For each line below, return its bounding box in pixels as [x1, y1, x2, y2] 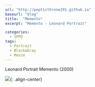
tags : [5, 39, 16, 44]
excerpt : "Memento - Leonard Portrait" [5, 21, 87, 26]
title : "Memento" [5, 16, 43, 21]
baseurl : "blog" [5, 12, 38, 17]
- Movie [9, 53, 26, 58]
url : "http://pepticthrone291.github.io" [5, 7, 92, 12]
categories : [5, 30, 30, 35]
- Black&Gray [9, 48, 36, 53]
